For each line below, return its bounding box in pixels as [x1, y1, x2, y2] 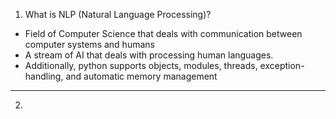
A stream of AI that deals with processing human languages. [24, 49, 274, 61]
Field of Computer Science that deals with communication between [24, 28, 303, 39]
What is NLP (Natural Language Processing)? [24, 9, 212, 20]
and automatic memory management [65, 70, 218, 82]
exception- [259, 60, 305, 71]
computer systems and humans [24, 39, 155, 50]
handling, [24, 70, 64, 82]
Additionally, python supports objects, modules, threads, [24, 60, 258, 71]
